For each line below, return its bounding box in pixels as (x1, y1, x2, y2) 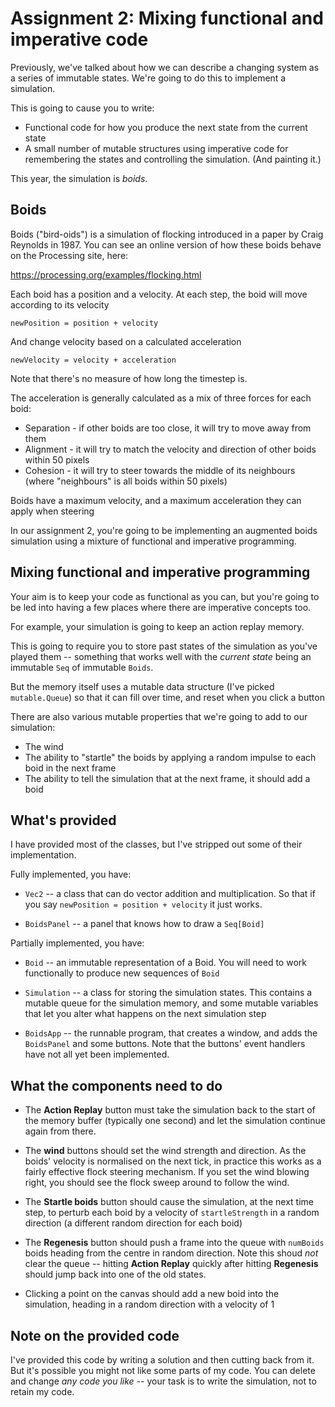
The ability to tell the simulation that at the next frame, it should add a (24, 772, 311, 784)
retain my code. (10, 1386, 75, 1397)
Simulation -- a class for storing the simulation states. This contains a (24, 987, 313, 999)
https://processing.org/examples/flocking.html (10, 268, 202, 281)
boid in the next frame (24, 762, 117, 774)
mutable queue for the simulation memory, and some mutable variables (24, 997, 319, 1009)
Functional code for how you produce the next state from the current (24, 121, 308, 133)
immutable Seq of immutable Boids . (10, 661, 154, 673)
